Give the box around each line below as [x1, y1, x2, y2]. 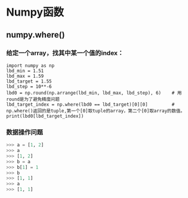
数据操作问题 [6, 128, 44, 136]
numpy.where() [6, 29, 65, 39]
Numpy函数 [6, 5, 64, 19]
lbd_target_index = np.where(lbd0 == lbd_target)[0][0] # [6, 101, 175, 108]
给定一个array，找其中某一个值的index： [6, 48, 124, 57]
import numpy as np [6, 62, 55, 69]
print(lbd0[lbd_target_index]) [6, 113, 84, 119]
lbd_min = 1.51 [6, 68, 44, 74]
